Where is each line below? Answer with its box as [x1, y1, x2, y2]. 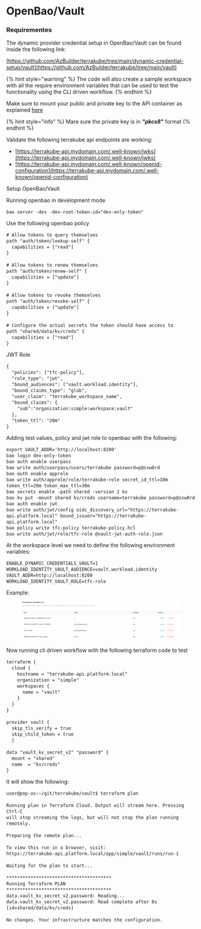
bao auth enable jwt [6, 501, 58, 507]
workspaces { [17, 683, 50, 689]
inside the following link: [6, 46, 66, 53]
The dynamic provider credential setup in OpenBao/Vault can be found [6, 39, 182, 46]
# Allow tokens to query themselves [6, 232, 98, 239]
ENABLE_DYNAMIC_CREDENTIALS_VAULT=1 [6, 560, 98, 567]
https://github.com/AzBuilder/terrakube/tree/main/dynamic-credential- [8, 57, 184, 64]
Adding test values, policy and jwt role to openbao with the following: [6, 434, 178, 442]
